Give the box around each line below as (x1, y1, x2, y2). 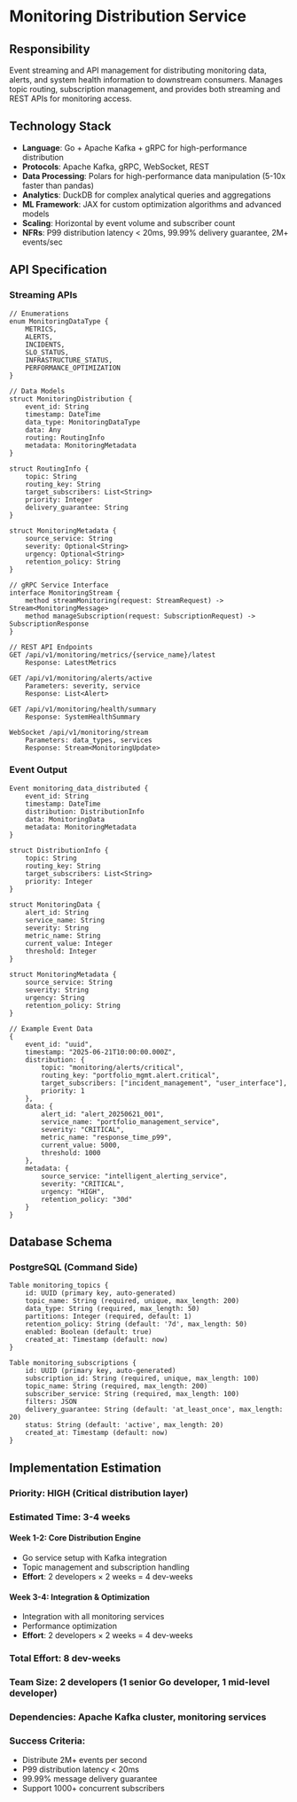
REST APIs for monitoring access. (9, 93, 132, 104)
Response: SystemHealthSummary (25, 712, 141, 722)
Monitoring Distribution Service (9, 6, 246, 27)
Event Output (9, 764, 68, 776)
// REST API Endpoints (9, 643, 93, 651)
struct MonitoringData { (9, 900, 101, 909)
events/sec (21, 237, 64, 247)
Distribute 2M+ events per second (21, 1755, 148, 1766)
